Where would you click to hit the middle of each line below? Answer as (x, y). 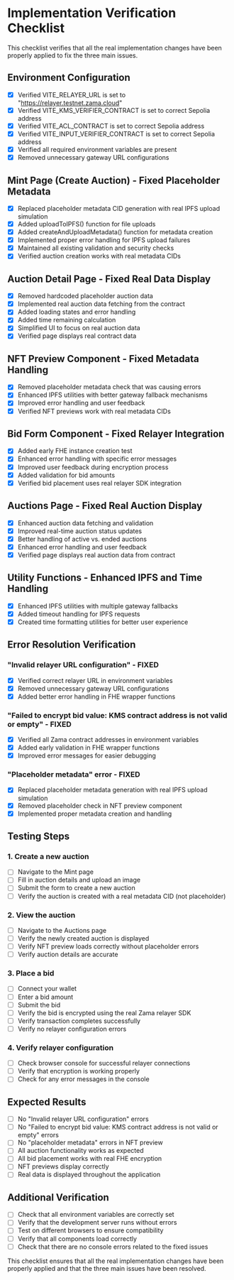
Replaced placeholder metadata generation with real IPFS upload (112, 790)
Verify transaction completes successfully (79, 1021)
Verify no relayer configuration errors (72, 1029)
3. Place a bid (31, 973)
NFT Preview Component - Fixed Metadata (104, 359)
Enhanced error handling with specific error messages (97, 459)
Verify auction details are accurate (68, 954)
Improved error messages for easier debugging (87, 756)
